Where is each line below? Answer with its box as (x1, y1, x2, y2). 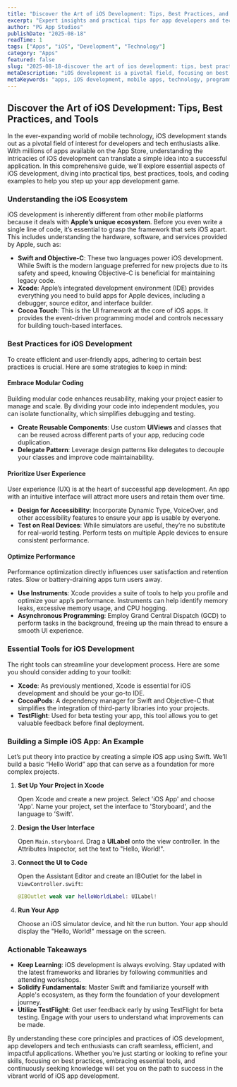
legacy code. (17, 277, 56, 285)
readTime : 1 (7, 37, 42, 44)
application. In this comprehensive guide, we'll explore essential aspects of (7, 162, 226, 170)
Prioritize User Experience (7, 469, 86, 478)
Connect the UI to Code (17, 858, 88, 866)
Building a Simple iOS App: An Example (7, 736, 145, 746)
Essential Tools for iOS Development (7, 644, 135, 654)
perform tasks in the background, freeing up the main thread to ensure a (17, 619, 229, 628)
